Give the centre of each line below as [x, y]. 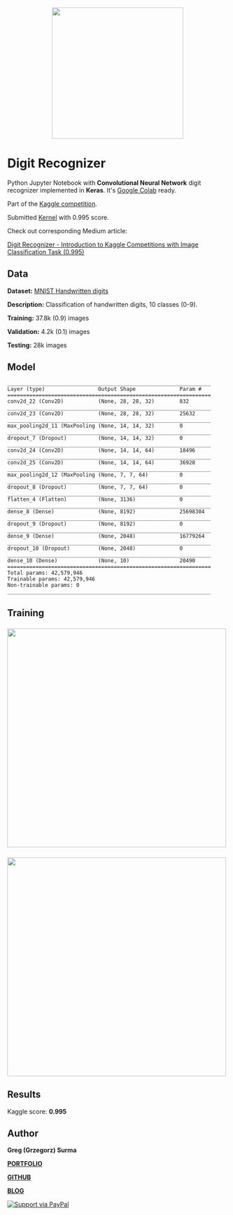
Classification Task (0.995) [46, 251]
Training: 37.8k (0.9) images [48, 318]
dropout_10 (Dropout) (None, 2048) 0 [95, 549]
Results [24, 1095]
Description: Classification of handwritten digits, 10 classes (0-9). [103, 304]
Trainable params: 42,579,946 [51, 579]
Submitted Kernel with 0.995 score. [58, 217]
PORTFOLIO [25, 1164]
